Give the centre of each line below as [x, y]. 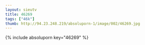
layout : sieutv [21, 10]
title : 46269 [19, 14]
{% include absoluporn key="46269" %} [47, 38]
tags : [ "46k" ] [20, 19]
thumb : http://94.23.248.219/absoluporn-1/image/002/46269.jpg [73, 23]
